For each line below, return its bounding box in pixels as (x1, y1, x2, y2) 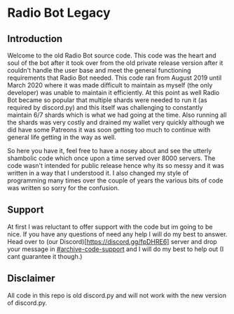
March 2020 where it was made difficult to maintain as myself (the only (7, 81, 213, 89)
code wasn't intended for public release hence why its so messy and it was (7, 162, 224, 169)
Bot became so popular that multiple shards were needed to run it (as (7, 96, 208, 104)
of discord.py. (7, 299, 48, 307)
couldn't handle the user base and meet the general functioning (7, 66, 191, 74)
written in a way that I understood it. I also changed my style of (7, 169, 189, 177)
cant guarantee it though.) (7, 252, 83, 260)
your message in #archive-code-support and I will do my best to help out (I (7, 245, 224, 253)
